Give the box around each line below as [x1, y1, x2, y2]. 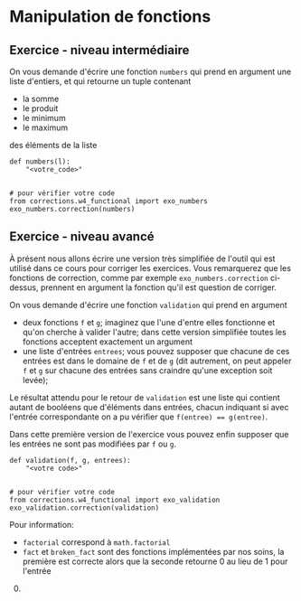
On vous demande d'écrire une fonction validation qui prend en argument [9, 299, 287, 310]
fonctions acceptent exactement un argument [22, 336, 193, 347]
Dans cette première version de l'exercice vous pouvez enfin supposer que [9, 428, 289, 439]
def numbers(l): [9, 157, 71, 166]
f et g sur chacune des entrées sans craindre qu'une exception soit [22, 364, 273, 376]
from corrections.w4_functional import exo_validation [9, 495, 221, 504]
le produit [22, 103, 59, 114]
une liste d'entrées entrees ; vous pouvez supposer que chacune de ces [22, 345, 290, 356]
